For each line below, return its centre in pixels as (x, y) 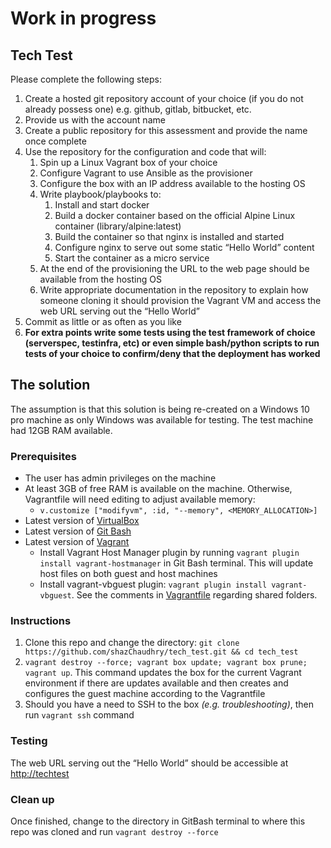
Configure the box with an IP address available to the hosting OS (172, 183)
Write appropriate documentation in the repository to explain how (174, 290)
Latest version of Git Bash (78, 531)
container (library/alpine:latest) (118, 226)
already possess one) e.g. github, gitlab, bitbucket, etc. (138, 109)
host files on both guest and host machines (128, 574)
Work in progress (83, 18)
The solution (50, 385)
